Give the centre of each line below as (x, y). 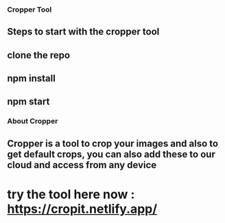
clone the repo (39, 55)
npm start (28, 102)
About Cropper (33, 121)
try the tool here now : (71, 194)
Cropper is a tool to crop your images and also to (113, 143)
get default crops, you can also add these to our (111, 154)
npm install (32, 79)
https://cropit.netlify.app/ (82, 209)
